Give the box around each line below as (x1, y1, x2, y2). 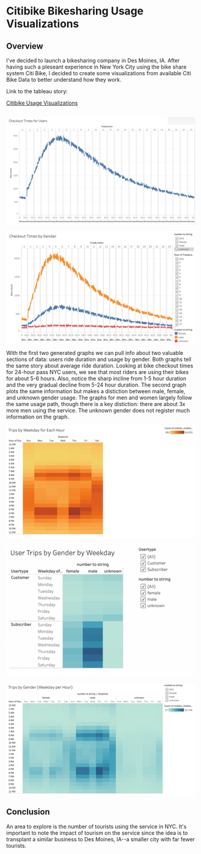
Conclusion (6, 807, 50, 817)
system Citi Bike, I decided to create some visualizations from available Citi (6, 70, 191, 76)
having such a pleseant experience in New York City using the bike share (6, 63, 187, 70)
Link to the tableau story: (6, 88, 68, 94)
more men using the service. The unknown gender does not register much (6, 407, 190, 414)
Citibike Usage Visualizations (6, 99, 78, 106)
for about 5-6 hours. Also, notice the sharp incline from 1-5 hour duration (6, 375, 187, 382)
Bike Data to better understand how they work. (6, 76, 122, 83)
